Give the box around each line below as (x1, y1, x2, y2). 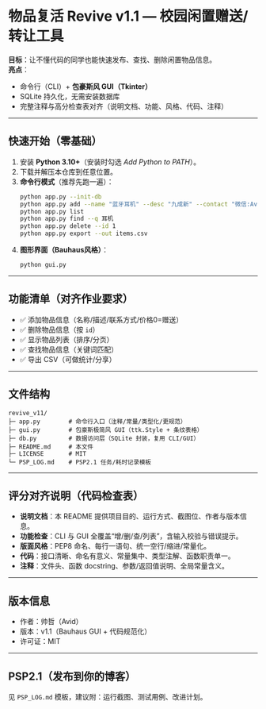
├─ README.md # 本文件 (8, 442, 93, 451)
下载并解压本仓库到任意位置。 (19, 167, 117, 176)
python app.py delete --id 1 (19, 222, 116, 230)
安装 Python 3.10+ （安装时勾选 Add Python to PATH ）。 (19, 156, 200, 167)
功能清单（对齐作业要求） (8, 292, 133, 306)
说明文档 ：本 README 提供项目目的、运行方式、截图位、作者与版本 (19, 511, 240, 521)
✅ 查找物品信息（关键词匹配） (19, 345, 119, 354)
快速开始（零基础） (8, 134, 102, 148)
